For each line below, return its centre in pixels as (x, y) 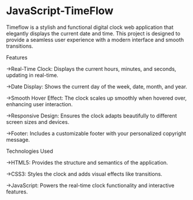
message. (18, 139)
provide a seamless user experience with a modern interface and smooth (95, 40)
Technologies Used (30, 151)
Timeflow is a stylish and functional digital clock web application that (90, 27)
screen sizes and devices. (38, 122)
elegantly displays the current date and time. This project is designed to (93, 33)
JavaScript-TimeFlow (60, 11)
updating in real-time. (32, 75)
